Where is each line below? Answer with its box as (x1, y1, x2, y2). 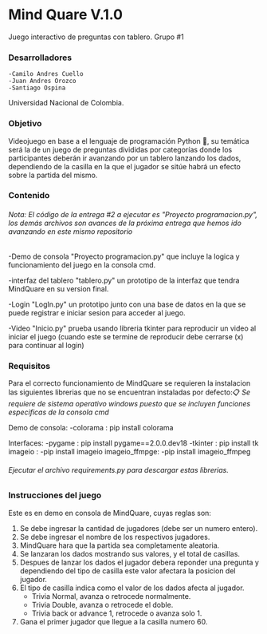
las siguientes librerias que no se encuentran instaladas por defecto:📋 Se (8, 387, 251, 397)
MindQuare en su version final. (8, 283, 109, 293)
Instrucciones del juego (8, 489, 102, 501)
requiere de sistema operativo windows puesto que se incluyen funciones (8, 398, 251, 408)
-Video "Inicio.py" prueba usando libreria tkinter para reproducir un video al (8, 323, 257, 333)
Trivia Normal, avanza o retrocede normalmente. (31, 591, 191, 600)
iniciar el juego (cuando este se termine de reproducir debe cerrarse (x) (8, 331, 244, 341)
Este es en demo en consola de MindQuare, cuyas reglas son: (8, 508, 211, 517)
